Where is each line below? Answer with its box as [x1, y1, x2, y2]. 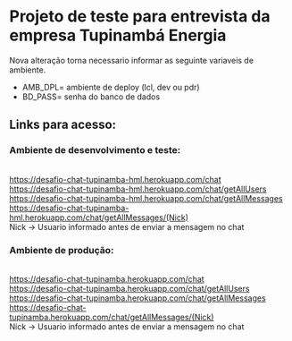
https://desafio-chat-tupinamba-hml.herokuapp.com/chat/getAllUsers [9, 183, 267, 194]
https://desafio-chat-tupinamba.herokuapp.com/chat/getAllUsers [9, 283, 250, 294]
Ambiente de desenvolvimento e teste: [9, 144, 181, 157]
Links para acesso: [9, 117, 117, 132]
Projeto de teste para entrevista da [9, 6, 271, 27]
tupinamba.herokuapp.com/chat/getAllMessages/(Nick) [9, 311, 214, 322]
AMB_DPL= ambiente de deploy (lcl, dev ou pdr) [21, 81, 200, 92]
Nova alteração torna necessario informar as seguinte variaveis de [9, 55, 254, 65]
